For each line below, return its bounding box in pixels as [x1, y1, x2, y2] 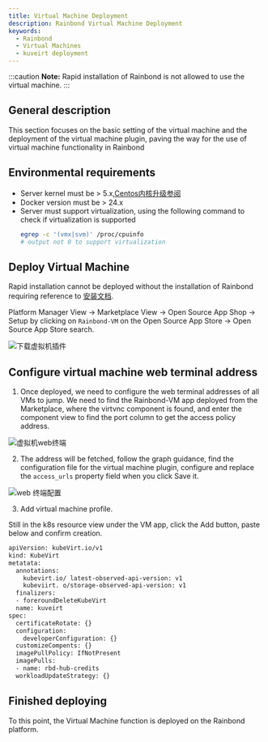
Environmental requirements [8, 166, 156, 180]
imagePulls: [15, 657, 57, 665]
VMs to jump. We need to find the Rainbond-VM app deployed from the [19, 396, 258, 405]
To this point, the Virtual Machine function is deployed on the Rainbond [8, 715, 245, 725]
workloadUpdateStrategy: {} [15, 672, 111, 680]
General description [8, 104, 111, 117]
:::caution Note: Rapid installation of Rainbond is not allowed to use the [8, 72, 245, 81]
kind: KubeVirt [8, 551, 60, 559]
